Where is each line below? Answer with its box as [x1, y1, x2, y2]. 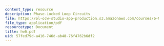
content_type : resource [5, 7, 54, 12]
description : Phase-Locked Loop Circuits [5, 11, 91, 16]
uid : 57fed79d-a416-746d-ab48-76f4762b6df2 [5, 34, 95, 39]
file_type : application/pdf [5, 20, 62, 25]
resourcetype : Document [5, 25, 54, 30]
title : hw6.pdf [5, 29, 36, 34]
